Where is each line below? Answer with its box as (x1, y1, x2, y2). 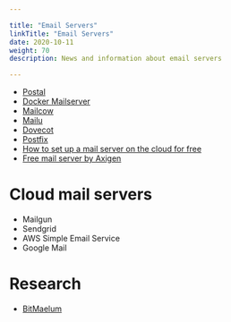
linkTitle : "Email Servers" (9, 29, 115, 38)
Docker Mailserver (21, 96, 91, 107)
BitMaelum (21, 303, 63, 314)
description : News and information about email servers (9, 55, 222, 64)
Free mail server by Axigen (21, 153, 122, 164)
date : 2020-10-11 (9, 38, 74, 47)
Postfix (21, 134, 48, 145)
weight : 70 (9, 46, 50, 55)
